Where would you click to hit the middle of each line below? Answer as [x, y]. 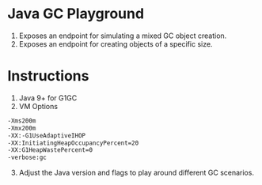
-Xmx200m [22, 128]
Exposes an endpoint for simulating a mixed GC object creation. [123, 36]
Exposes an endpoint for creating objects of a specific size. [116, 43]
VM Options [38, 106]
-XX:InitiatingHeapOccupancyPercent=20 [73, 143]
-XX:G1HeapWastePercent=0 [50, 150]
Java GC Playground [76, 14]
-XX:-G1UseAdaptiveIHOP [47, 135]
